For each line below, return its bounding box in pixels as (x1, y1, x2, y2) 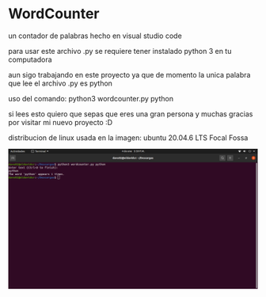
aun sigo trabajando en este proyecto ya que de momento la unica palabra (8, 70, 251, 79)
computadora (8, 55, 53, 64)
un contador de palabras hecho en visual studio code (8, 31, 182, 40)
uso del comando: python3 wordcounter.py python (8, 93, 174, 103)
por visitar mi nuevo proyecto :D (8, 117, 113, 127)
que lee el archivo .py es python (8, 78, 113, 88)
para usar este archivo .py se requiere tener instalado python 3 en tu (8, 46, 232, 55)
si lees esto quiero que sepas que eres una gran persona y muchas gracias (8, 109, 253, 119)
